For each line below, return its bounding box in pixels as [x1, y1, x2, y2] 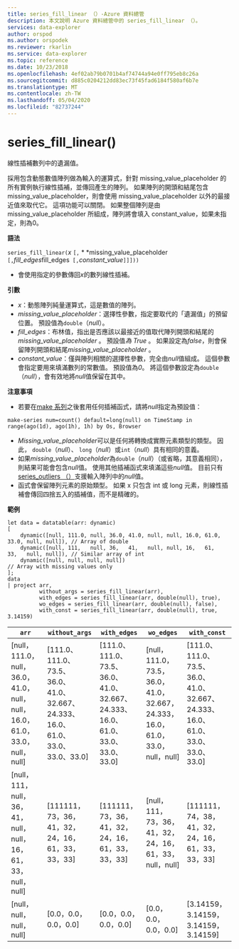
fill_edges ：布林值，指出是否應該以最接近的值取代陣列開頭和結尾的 [17, 327, 215, 336]
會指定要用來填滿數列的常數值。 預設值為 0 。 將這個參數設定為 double [17, 363, 219, 371]
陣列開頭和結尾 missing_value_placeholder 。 [23, 345, 155, 353]
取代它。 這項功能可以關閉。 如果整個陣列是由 [26, 201, 161, 209]
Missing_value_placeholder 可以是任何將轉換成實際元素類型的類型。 [17, 436, 216, 445]
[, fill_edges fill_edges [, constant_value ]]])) [7, 255, 139, 264]
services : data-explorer [7, 24, 81, 31]
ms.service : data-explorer [7, 51, 87, 58]
